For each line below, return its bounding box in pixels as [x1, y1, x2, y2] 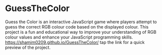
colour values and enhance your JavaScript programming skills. [5, 34, 133, 40]
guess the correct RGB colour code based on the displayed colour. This [5, 24, 149, 29]
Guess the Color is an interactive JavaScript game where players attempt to [5, 19, 157, 25]
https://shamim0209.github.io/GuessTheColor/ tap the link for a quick [5, 39, 145, 45]
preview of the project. [5, 44, 51, 50]
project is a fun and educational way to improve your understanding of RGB [5, 29, 157, 35]
